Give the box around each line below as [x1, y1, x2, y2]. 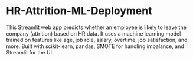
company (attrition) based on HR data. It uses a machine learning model [6, 30, 181, 37]
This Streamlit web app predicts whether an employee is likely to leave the [6, 24, 187, 31]
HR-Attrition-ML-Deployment [6, 4, 152, 18]
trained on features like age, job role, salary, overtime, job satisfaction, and [6, 36, 188, 43]
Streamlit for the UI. [6, 49, 54, 56]
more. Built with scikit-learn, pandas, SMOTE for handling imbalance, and [6, 43, 184, 50]
